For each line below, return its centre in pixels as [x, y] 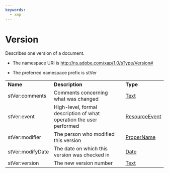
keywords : [16, 10]
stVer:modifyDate [28, 152]
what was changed [76, 99]
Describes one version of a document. [45, 53]
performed [66, 126]
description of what [77, 114]
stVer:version [23, 163]
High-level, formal [75, 107]
